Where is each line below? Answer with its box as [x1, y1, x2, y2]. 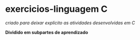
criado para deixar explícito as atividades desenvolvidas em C [5, 20, 135, 26]
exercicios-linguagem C [5, 3, 108, 15]
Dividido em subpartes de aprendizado [5, 29, 88, 35]
